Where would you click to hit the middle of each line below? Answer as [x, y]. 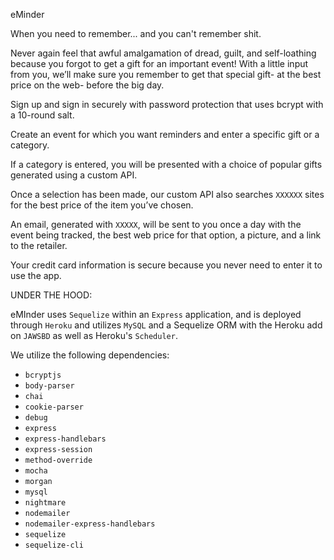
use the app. [36, 275]
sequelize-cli [54, 545]
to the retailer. [39, 245]
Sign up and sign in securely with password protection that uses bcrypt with [167, 104]
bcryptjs [43, 375]
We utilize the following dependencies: [90, 355]
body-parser [49, 386]
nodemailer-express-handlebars [90, 524]
